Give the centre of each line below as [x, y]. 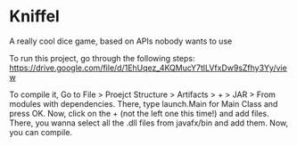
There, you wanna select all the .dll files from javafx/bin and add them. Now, [149, 123]
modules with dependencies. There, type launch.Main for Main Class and [144, 103]
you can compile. [41, 132]
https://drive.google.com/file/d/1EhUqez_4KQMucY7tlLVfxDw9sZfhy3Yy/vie [148, 68]
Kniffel [34, 16]
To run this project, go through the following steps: [102, 58]
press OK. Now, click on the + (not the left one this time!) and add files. [139, 113]
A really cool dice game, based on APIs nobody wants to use [121, 41]
